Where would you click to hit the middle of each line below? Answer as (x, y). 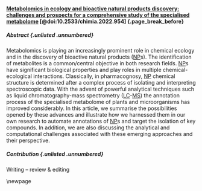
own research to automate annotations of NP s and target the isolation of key (101, 121)
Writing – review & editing (38, 169)
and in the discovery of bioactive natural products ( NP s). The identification (99, 57)
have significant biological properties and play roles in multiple (84, 70)
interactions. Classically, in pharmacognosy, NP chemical (104, 76)
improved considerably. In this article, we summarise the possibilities (92, 108)
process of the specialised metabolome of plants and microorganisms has (98, 102)
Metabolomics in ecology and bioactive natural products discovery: (93, 8)
